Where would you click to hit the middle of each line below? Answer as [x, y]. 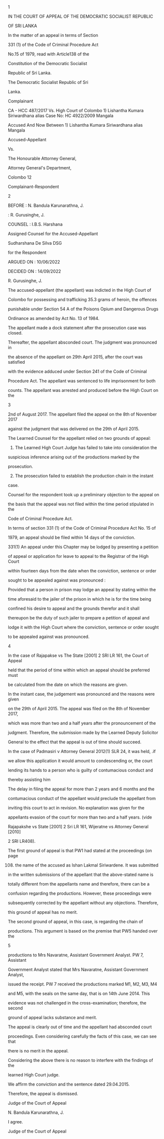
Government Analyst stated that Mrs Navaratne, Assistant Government [78, 970]
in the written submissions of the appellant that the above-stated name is [81, 874]
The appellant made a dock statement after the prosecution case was [77, 328]
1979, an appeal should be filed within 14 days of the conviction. [72, 537]
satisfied [16, 362]
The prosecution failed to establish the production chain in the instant [84, 476]
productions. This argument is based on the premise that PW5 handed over [83, 931]
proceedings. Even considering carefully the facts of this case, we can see [82, 1036]
